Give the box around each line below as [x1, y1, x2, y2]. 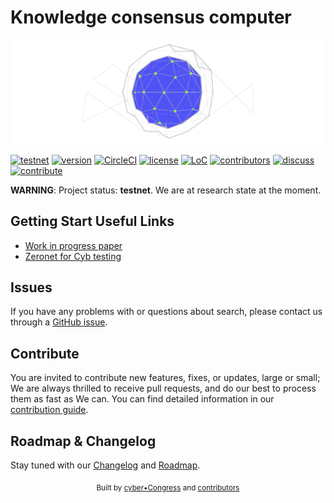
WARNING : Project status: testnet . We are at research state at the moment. [10, 184, 322, 196]
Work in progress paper [24, 239, 123, 251]
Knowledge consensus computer [10, 6, 292, 29]
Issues [10, 279, 53, 296]
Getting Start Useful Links [10, 213, 175, 230]
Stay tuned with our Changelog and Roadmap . [10, 459, 201, 471]
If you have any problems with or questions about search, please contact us [10, 306, 323, 318]
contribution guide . [10, 404, 89, 416]
